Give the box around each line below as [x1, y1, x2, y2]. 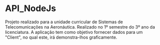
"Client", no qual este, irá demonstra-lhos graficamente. [5, 34, 118, 40]
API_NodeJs [5, 3, 56, 14]
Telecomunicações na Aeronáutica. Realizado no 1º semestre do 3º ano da [5, 24, 155, 30]
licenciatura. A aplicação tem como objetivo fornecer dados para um [5, 29, 143, 35]
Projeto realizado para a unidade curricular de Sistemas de [5, 19, 123, 25]
